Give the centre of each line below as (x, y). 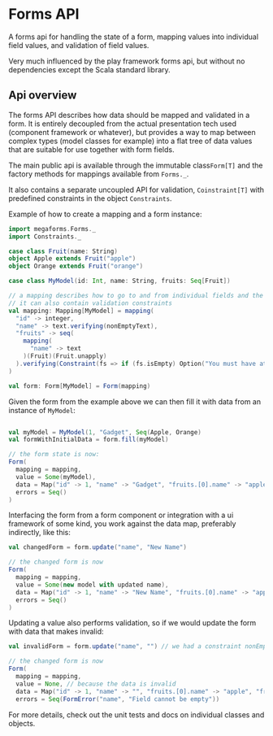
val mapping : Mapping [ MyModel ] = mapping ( (81, 311)
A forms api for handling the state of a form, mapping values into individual (133, 37)
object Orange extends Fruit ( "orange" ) (76, 266)
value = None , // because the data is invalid (96, 684)
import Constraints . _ (45, 237)
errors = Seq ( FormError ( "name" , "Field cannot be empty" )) (118, 699)
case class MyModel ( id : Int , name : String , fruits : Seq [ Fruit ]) (119, 281)
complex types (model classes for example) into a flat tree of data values (130, 141)
